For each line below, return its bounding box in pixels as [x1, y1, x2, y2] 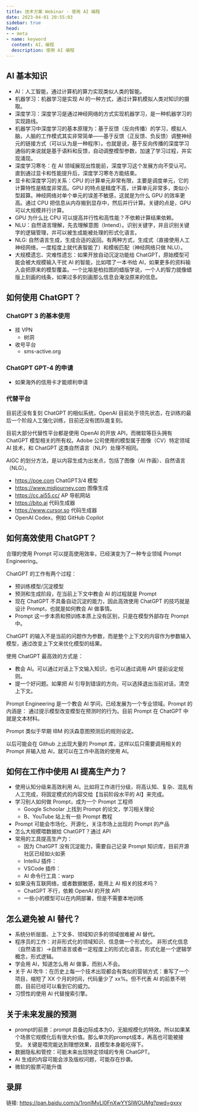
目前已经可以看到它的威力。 [25, 983, 93, 990]
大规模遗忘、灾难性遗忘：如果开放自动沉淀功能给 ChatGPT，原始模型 [14, 251, 185, 258]
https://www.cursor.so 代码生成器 [14, 506, 97, 514]
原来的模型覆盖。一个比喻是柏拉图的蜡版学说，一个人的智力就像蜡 [30, 266, 192, 273]
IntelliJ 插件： [23, 858, 58, 865]
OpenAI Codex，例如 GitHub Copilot [14, 514, 104, 521]
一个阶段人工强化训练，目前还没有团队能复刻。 [11, 416, 126, 424]
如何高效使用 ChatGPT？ [6, 533, 97, 544]
